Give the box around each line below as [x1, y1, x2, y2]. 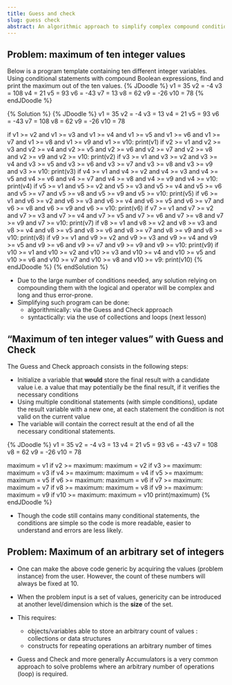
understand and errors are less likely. [17, 527, 123, 534]
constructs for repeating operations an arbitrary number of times [27, 641, 212, 650]
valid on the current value [17, 412, 90, 421]
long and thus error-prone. [17, 291, 93, 300]
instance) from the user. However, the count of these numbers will [17, 572, 206, 580]
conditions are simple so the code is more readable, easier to [17, 519, 191, 527]
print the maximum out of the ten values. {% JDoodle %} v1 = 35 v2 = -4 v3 [7, 82, 222, 90]
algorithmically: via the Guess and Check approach [27, 306, 173, 314]
